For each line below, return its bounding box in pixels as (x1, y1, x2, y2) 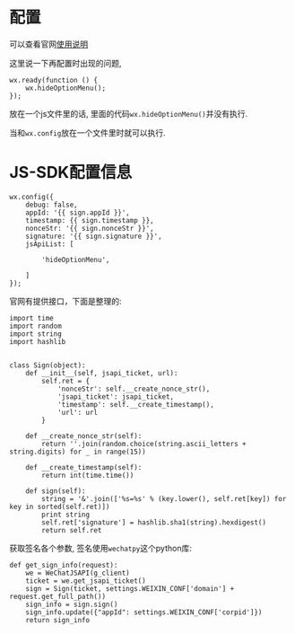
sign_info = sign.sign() (25, 600, 118, 609)
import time (9, 313, 54, 322)
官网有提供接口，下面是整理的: (9, 295, 123, 306)
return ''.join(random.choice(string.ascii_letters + (41, 439, 247, 448)
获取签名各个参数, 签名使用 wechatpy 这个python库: (9, 542, 193, 553)
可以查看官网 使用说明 (9, 39, 88, 49)
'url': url (56, 408, 99, 417)
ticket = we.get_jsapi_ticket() (25, 576, 146, 586)
